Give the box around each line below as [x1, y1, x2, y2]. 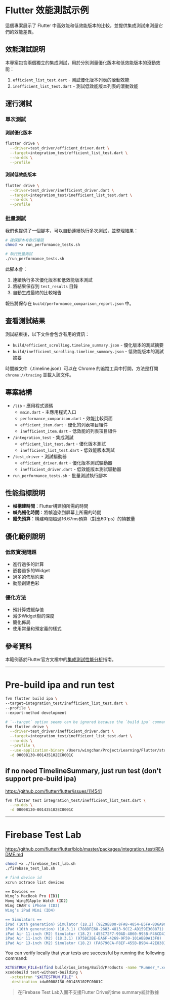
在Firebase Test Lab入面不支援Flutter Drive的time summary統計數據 [17, 989, 159, 995]
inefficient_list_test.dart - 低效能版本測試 [20, 447, 115, 453]
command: [5, 955, 28, 961]
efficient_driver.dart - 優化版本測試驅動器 [20, 459, 113, 465]
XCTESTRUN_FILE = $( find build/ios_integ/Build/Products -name [5, 965, 137, 971]
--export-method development [5, 710, 67, 715]
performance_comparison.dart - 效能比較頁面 [20, 415, 113, 421]
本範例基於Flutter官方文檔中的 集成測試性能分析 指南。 [5, 657, 116, 663]
